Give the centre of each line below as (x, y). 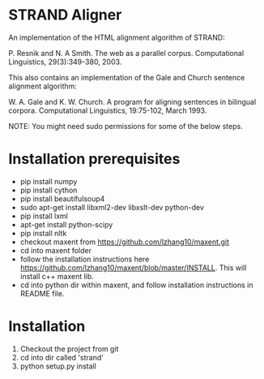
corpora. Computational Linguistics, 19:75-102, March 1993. (108, 110)
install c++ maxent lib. (57, 276)
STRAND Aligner (65, 15)
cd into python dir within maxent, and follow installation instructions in (136, 285)
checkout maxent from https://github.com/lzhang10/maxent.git (124, 242)
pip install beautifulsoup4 (62, 198)
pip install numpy (49, 181)
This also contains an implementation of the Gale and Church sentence (127, 77)
